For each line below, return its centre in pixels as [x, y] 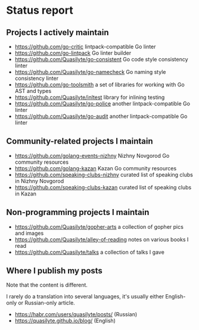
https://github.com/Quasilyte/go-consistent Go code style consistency [102, 59]
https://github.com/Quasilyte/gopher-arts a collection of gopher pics [99, 226]
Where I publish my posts [55, 271]
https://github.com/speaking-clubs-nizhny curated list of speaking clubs [104, 175]
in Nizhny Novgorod [39, 181]
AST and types [33, 91]
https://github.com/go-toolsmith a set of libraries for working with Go [99, 85]
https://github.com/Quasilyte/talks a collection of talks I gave [90, 252]
